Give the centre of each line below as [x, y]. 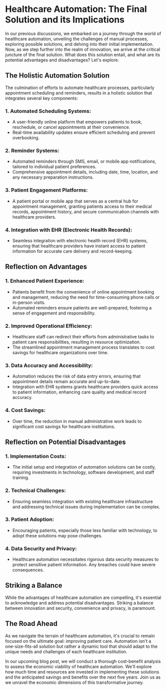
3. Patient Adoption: [30, 519]
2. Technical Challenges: [35, 491]
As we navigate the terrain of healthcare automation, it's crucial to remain [80, 636]
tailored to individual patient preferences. [54, 167]
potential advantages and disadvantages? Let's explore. [62, 60]
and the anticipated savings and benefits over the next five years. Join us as [83, 677]
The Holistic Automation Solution [57, 76]
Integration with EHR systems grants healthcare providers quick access [85, 387]
